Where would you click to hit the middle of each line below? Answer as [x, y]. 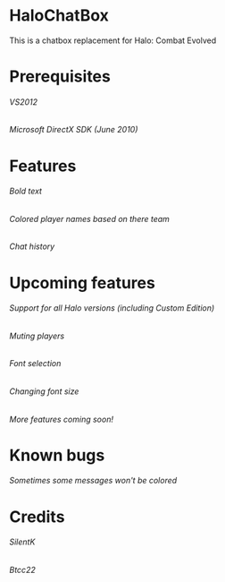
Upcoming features [83, 282]
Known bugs [57, 455]
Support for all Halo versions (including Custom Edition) [112, 308]
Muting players [37, 336]
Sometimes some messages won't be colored [93, 481]
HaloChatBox [59, 16]
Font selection [35, 364]
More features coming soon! [62, 419]
